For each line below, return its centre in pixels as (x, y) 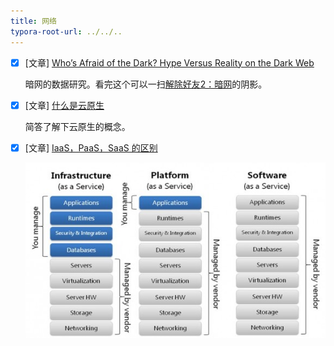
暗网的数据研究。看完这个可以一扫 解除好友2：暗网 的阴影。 (146, 84)
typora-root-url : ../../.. (66, 31)
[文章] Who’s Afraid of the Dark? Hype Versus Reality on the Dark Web (169, 62)
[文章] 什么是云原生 (64, 105)
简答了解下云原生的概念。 (77, 126)
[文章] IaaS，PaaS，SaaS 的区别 (91, 147)
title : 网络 (33, 21)
